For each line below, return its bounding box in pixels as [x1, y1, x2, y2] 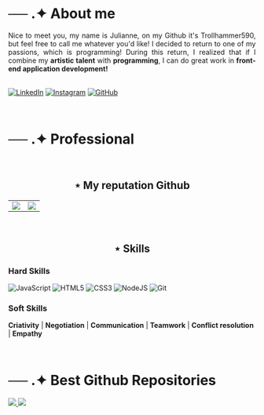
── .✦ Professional [8, 130, 135, 148]
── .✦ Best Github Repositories [8, 372, 217, 389]
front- [236, 56, 256, 65]
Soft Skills [8, 303, 48, 314]
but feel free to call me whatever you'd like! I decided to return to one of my [8, 38, 256, 48]
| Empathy [8, 329, 43, 338]
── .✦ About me [8, 5, 116, 23]
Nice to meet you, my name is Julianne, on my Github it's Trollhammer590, [8, 31, 256, 40]
